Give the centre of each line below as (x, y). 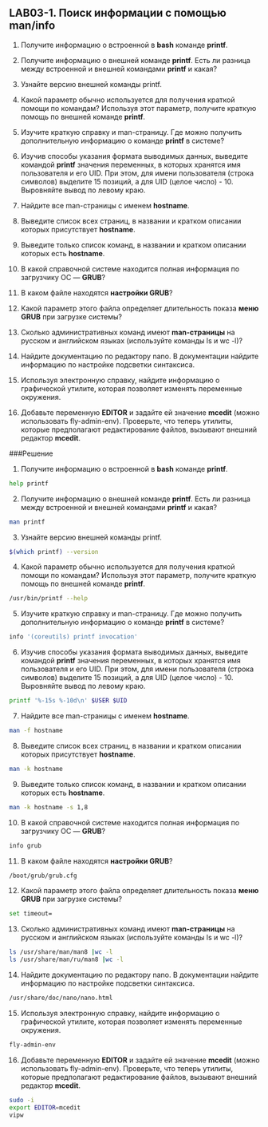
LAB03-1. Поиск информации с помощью (118, 13)
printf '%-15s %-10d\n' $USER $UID (68, 701)
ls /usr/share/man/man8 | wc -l (61, 952)
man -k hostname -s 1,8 (49, 807)
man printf (27, 522)
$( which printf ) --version (54, 552)
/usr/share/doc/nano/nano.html (61, 998)
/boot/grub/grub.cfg (43, 876)
